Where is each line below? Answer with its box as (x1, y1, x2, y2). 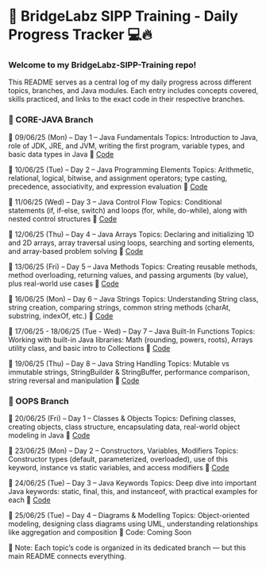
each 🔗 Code (8, 495, 51, 505)
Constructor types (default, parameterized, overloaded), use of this (8, 454, 229, 464)
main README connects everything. (8, 551, 127, 561)
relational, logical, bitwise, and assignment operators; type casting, (8, 173, 228, 182)
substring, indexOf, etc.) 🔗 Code (8, 310, 114, 321)
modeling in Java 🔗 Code (8, 431, 91, 440)
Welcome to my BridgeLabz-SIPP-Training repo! (8, 60, 197, 71)
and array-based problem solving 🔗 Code (8, 246, 144, 255)
